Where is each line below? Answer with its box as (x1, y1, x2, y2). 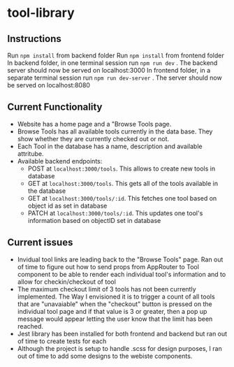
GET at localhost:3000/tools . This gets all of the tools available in (27, 179, 219, 187)
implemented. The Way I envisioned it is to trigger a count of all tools (17, 292, 215, 301)
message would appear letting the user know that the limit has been (17, 315, 213, 323)
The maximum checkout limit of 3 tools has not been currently (17, 285, 197, 293)
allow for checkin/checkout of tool (17, 278, 117, 286)
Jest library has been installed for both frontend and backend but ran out (17, 329, 228, 338)
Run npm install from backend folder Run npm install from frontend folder (7, 51, 225, 59)
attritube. (17, 149, 44, 158)
